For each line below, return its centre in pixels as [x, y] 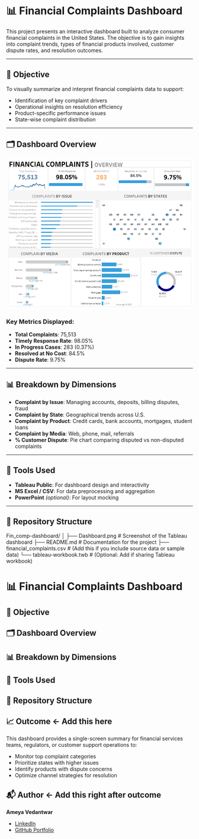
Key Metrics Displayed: [40, 321]
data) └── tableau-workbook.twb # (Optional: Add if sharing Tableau [90, 555]
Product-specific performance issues [60, 113]
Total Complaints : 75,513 [46, 334]
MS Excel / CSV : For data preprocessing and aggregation [85, 491]
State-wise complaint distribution [55, 119]
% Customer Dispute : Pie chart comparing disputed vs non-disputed [99, 440]
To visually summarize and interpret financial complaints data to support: [95, 89]
